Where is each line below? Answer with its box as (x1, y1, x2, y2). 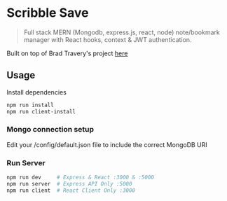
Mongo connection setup (6, 125, 95, 134)
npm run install (6, 102, 54, 109)
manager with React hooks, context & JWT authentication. (23, 35, 192, 43)
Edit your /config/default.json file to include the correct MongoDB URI (6, 140, 207, 148)
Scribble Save (6, 5, 89, 21)
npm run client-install (6, 108, 76, 115)
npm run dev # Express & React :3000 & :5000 (6, 174, 155, 181)
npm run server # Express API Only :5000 (6, 180, 132, 187)
